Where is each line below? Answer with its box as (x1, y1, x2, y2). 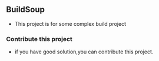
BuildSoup (6, 5, 45, 15)
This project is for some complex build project (14, 20, 127, 27)
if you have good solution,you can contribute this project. (14, 48, 154, 55)
